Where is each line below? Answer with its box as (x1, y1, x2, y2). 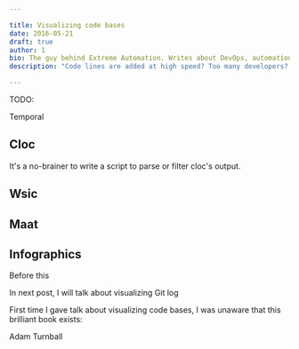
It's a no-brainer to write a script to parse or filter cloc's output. (9, 161, 241, 171)
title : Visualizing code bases (9, 20, 125, 29)
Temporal (9, 112, 44, 122)
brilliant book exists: (9, 314, 83, 325)
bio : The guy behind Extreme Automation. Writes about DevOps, (9, 54, 249, 63)
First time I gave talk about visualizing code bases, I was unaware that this (9, 305, 282, 315)
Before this (9, 270, 50, 281)
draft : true (9, 37, 53, 46)
